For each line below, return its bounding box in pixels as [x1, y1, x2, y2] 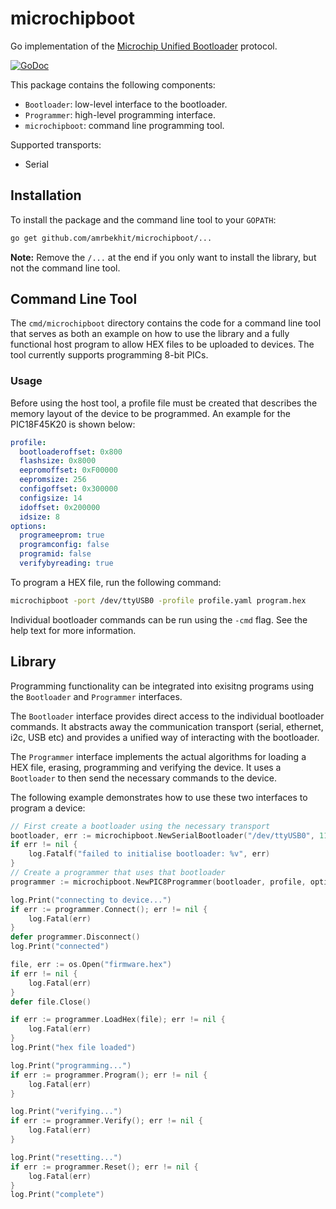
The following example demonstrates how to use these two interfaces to [10, 791, 308, 803]
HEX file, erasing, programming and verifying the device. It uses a [10, 761, 282, 773]
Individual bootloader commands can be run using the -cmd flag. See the [10, 613, 308, 626]
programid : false [19, 549, 92, 559]
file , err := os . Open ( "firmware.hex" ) [10, 960, 172, 970]
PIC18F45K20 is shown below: [10, 418, 136, 430]
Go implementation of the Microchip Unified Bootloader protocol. [10, 40, 278, 52]
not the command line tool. [10, 262, 121, 274]
